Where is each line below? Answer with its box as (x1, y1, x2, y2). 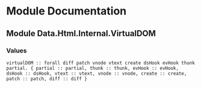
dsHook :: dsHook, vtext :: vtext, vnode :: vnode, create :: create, (6, 71, 187, 77)
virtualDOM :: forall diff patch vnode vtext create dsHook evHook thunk (6, 60, 196, 66)
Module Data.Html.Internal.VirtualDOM (6, 28, 156, 39)
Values (6, 46, 27, 55)
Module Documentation (6, 4, 127, 18)
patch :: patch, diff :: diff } (6, 75, 87, 82)
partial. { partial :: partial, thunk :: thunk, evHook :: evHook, (6, 65, 179, 71)
